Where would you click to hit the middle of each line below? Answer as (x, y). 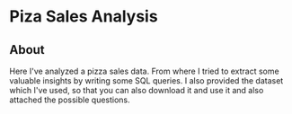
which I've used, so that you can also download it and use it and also (137, 90)
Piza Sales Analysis (84, 17)
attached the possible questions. (70, 100)
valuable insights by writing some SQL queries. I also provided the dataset (146, 81)
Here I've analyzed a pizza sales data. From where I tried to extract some (145, 71)
